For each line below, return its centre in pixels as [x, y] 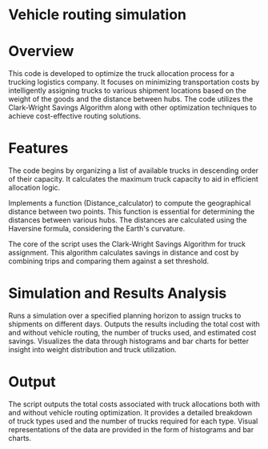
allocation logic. [34, 188]
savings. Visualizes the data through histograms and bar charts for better [129, 341]
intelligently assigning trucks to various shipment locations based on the [127, 90]
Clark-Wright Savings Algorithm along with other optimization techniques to [133, 108]
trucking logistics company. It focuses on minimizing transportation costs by [134, 82]
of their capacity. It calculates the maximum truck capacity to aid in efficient [133, 179]
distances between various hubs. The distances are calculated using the [128, 220]
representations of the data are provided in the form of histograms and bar [131, 429]
